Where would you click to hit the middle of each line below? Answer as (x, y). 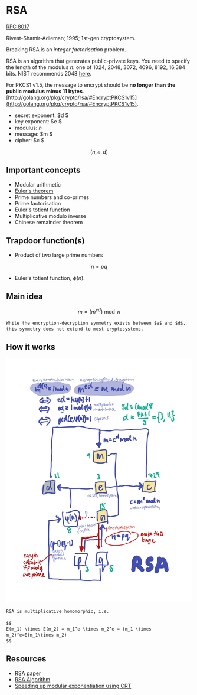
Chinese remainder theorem (49, 222)
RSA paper (28, 673)
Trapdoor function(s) (45, 241)
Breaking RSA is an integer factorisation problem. (66, 49)
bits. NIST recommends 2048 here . (49, 73)
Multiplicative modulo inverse (50, 216)
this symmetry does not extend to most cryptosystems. (75, 329)
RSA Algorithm (32, 679)
